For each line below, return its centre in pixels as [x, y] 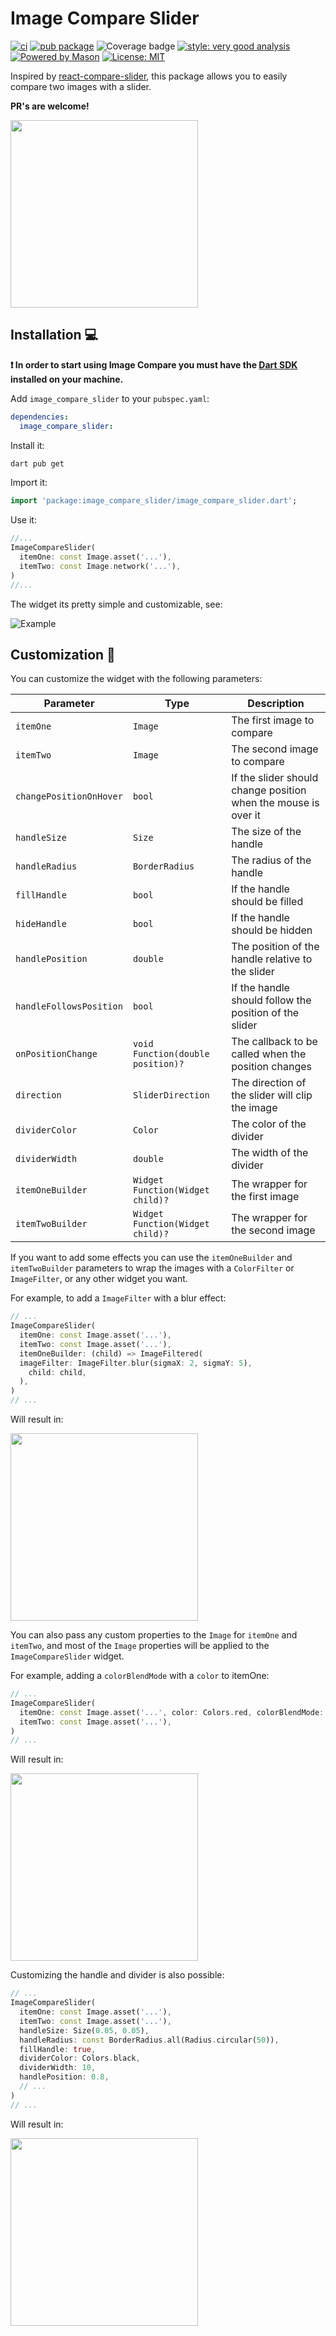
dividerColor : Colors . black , [80, 2058]
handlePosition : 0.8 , [64, 2077]
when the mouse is [275, 803]
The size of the [266, 832]
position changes [271, 1067]
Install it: [27, 445]
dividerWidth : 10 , [58, 2068]
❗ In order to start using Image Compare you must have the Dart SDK [154, 364]
